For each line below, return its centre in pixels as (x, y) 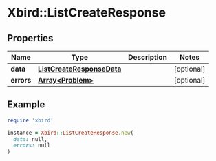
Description (148, 57)
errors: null (32, 146)
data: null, (31, 139)
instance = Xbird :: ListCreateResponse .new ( (71, 133)
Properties (30, 38)
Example (26, 105)
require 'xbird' (30, 120)
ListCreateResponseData (79, 69)
